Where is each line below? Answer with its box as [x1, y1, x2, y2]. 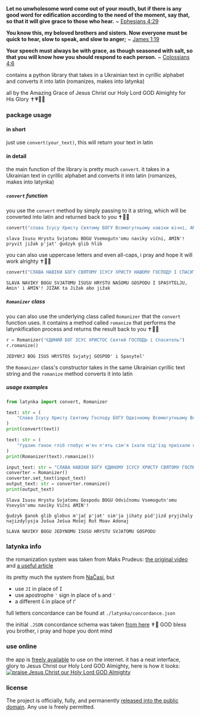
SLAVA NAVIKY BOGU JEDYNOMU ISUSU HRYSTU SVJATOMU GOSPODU [6, 528, 156, 534]
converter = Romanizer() [6, 470, 68, 476]
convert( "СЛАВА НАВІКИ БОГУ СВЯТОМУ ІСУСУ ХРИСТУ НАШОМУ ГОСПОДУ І [6, 269, 177, 275]
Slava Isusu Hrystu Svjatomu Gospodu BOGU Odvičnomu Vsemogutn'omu [6, 497, 177, 503]
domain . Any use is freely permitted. [6, 703, 95, 710]
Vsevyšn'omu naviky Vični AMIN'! [6, 502, 89, 509]
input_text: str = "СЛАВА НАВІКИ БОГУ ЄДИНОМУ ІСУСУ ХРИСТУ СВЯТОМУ [6, 464, 180, 470]
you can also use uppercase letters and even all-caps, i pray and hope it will [6, 252, 193, 259]
